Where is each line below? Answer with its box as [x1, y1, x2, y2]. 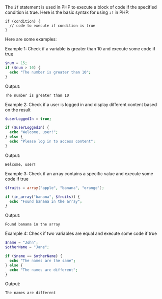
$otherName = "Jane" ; [5, 245, 50, 250]
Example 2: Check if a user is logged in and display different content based [5, 101, 157, 108]
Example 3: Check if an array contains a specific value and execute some [5, 170, 154, 177]
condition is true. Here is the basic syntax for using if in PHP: [5, 9, 130, 15]
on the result [5, 107, 31, 112]
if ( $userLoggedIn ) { [5, 125, 50, 130]
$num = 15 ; [5, 61, 27, 66]
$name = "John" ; [5, 240, 38, 245]
